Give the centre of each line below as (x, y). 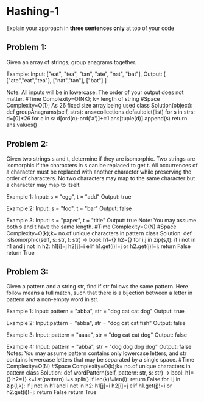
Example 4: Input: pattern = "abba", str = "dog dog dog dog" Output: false (99, 347)
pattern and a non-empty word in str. (53, 299)
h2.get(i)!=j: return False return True (51, 392)
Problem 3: (27, 272)
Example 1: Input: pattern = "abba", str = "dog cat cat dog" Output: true (95, 311)
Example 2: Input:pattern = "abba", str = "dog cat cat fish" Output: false (96, 323)
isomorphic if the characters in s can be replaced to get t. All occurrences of (102, 165)
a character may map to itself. (44, 185)
